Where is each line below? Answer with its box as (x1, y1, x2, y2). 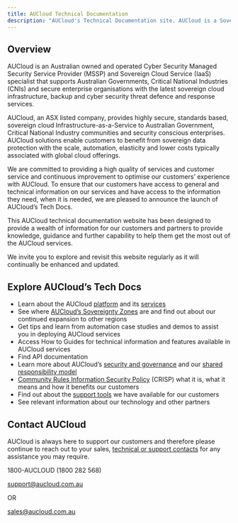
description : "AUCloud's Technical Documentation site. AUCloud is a (7, 17, 217, 24)
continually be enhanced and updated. (7, 260, 120, 269)
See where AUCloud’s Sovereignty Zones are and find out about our (17, 307, 216, 316)
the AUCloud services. (7, 239, 73, 248)
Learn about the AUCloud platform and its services (17, 299, 166, 309)
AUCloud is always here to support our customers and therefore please (7, 437, 215, 446)
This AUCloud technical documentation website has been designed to (7, 216, 211, 225)
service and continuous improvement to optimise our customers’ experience (7, 172, 230, 181)
